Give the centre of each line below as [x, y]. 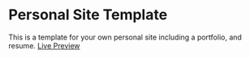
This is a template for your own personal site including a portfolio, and [125, 37]
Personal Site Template [88, 15]
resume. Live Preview [44, 45]
